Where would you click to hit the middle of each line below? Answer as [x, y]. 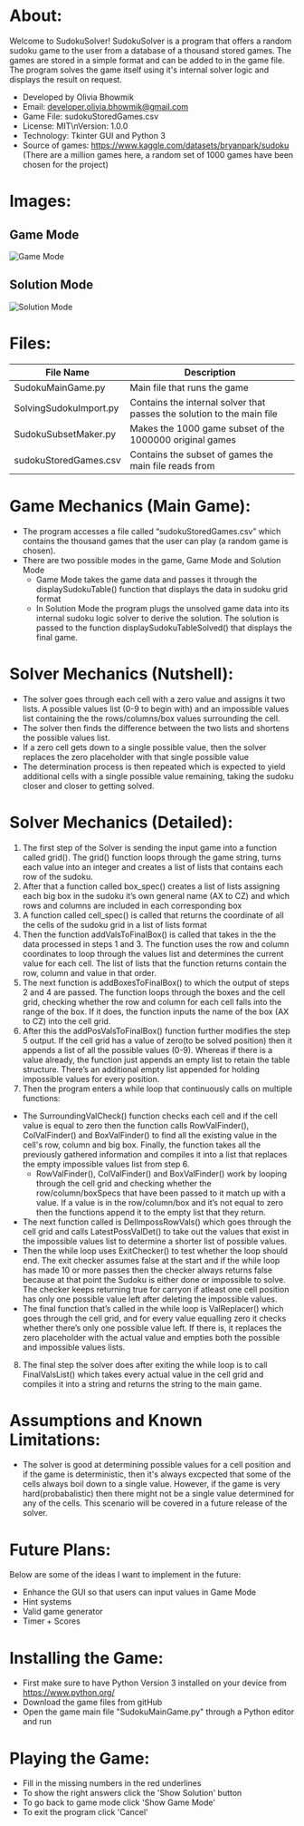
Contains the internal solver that [198, 402]
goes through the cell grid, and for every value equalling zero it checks [154, 1318]
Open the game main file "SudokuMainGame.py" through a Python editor [158, 1712]
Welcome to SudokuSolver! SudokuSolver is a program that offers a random [151, 41]
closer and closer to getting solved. [88, 786]
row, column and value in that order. [89, 972]
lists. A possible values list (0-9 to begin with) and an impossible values [156, 708]
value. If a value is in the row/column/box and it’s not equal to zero [159, 1202]
